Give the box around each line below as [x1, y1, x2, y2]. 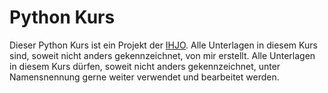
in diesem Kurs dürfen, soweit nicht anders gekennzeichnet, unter [9, 60, 281, 72]
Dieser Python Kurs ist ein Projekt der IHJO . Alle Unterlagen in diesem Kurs [9, 39, 318, 51]
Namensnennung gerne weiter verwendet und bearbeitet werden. [9, 71, 280, 83]
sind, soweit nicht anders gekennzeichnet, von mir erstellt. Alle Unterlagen [9, 49, 316, 61]
